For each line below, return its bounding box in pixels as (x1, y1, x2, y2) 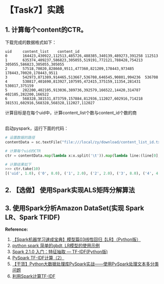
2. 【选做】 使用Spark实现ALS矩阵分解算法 (5, 186, 135, 194)
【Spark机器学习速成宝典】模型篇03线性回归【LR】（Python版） (12, 237, 141, 242)
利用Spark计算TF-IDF (12, 273, 56, 279)
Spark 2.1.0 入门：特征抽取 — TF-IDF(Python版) (12, 249, 108, 255)
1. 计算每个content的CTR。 (5, 25, 87, 34)
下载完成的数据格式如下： (5, 40, 57, 45)
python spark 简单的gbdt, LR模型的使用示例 (12, 243, 100, 249)
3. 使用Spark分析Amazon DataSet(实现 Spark (5, 204, 144, 212)
